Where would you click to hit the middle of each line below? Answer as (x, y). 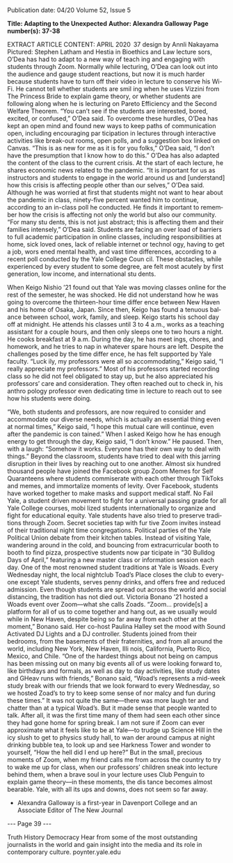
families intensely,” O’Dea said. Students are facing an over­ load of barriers (115, 230)
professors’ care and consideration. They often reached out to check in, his (115, 383)
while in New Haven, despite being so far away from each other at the (107, 619)
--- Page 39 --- (30, 824)
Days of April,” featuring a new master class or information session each (111, 560)
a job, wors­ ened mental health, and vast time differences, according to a (112, 251)
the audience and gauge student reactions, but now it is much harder (106, 74)
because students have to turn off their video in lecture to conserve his (109, 81)
